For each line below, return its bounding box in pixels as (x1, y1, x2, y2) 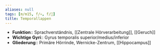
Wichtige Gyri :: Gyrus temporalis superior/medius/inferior (12, 34, 129, 40)
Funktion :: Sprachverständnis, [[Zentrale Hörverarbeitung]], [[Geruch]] (12, 30, 156, 35)
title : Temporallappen (5, 16, 51, 21)
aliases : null (5, 7, 34, 12)
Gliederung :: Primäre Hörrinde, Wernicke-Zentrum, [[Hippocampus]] (12, 40, 151, 46)
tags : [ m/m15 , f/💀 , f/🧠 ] (5, 12, 55, 17)
